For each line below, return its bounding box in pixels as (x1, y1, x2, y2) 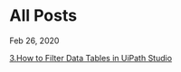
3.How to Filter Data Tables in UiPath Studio (9, 52, 173, 63)
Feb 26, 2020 (9, 35, 60, 46)
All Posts (9, 5, 78, 26)
